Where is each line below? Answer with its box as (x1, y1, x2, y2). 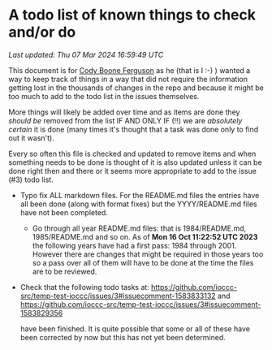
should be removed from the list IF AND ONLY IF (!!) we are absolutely (8, 115, 243, 125)
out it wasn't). (8, 132, 54, 143)
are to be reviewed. (32, 266, 97, 276)
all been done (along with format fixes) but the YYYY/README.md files (19, 199, 257, 209)
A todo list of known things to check (8, 6, 257, 24)
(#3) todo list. (8, 175, 54, 184)
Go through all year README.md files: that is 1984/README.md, (32, 223, 247, 233)
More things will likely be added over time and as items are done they (8, 107, 240, 117)
